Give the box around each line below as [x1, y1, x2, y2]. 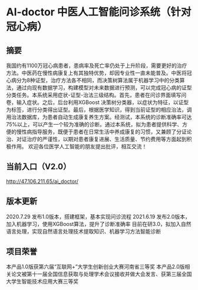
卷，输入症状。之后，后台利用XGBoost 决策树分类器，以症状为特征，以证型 [6, 99, 189, 106]
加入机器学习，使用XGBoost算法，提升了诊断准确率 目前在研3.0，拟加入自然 [6, 220, 192, 227]
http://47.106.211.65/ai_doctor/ [6, 178, 78, 185]
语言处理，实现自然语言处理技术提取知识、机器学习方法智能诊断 [6, 228, 161, 235]
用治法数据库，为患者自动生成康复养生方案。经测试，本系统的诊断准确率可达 [6, 114, 192, 121]
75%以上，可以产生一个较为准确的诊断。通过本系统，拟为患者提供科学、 [6, 121, 183, 128]
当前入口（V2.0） [6, 162, 71, 172]
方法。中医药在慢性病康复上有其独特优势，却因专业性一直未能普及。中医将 [6, 69, 187, 76]
